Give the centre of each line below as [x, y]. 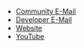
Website [29, 28]
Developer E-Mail [44, 20]
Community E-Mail [46, 11]
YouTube [30, 36]
